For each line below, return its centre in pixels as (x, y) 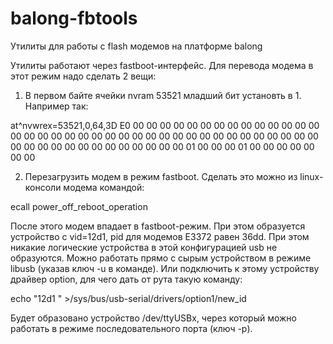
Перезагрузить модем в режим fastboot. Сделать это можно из (161, 176)
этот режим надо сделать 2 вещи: (83, 76)
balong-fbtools (74, 18)
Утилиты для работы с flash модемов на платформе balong (136, 46)
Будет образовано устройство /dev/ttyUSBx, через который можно (153, 318)
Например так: (56, 106)
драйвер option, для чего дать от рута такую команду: (126, 279)
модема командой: (104, 187)
